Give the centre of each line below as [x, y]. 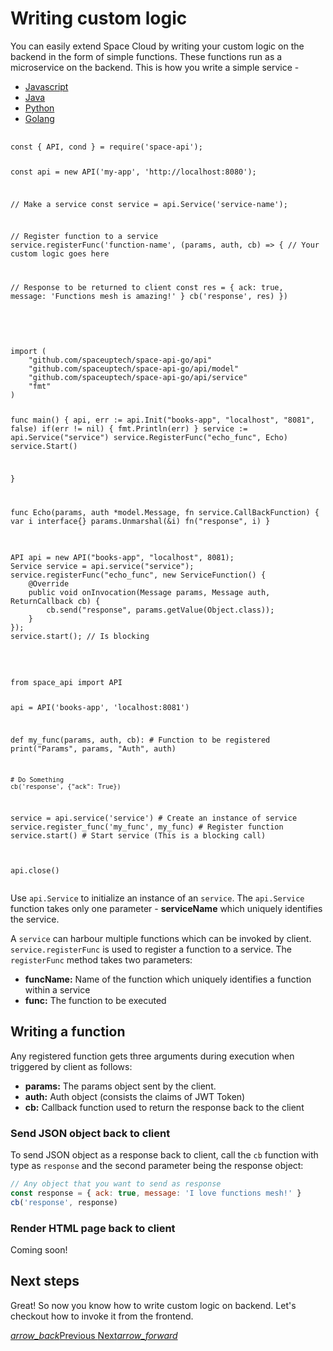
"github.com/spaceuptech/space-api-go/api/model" [134, 369]
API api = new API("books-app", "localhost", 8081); [122, 557]
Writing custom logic [99, 18]
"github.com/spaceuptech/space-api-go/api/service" [138, 378]
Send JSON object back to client [90, 1133]
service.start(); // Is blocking [80, 636]
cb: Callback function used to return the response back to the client [164, 1107]
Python [39, 108]
